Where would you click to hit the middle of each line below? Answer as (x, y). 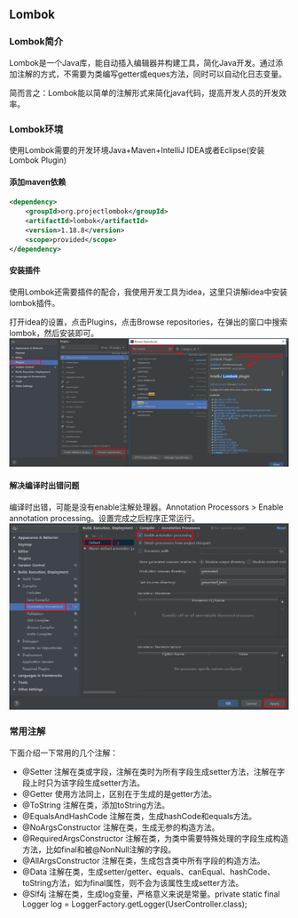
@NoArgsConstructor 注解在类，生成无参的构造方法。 (121, 827)
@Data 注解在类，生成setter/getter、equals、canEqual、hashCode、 (149, 872)
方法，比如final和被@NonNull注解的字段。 (99, 850)
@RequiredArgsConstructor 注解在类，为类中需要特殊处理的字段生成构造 (155, 838)
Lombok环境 (36, 129)
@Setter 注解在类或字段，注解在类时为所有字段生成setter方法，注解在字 (153, 771)
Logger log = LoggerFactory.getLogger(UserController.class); (134, 904)
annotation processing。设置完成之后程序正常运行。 (105, 518)
